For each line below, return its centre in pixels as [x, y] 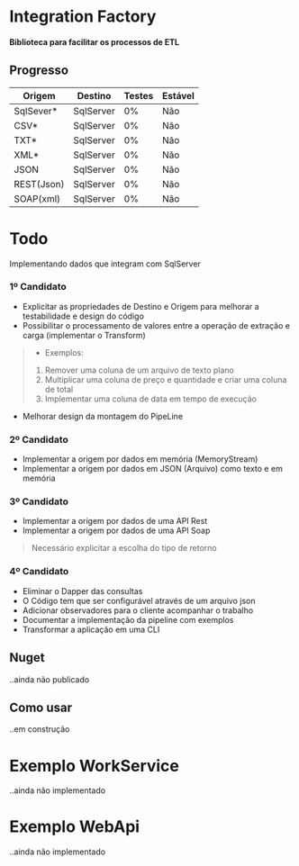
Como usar [41, 707]
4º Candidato [39, 572]
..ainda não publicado [50, 679]
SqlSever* [36, 111]
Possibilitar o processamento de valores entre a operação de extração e [156, 325]
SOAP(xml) [37, 198]
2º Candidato [39, 439]
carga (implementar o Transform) [84, 335]
